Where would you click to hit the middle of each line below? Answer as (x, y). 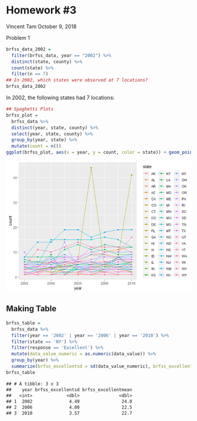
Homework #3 (41, 10)
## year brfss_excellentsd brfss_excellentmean (69, 390)
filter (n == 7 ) (30, 74)
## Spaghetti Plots (30, 109)
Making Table (31, 309)
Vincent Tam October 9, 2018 (41, 26)
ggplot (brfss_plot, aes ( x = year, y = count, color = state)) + (86, 152)
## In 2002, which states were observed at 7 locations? (77, 80)
